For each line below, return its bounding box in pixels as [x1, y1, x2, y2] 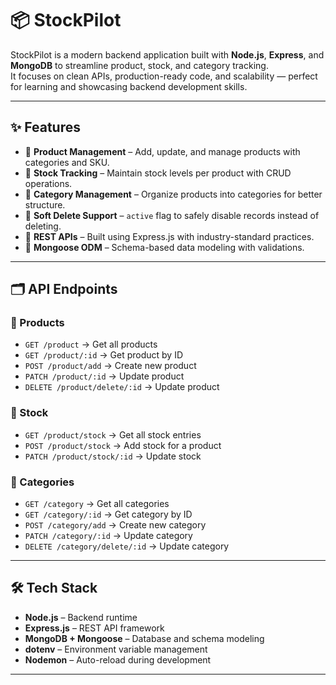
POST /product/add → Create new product [24, 360, 197, 372]
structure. [24, 198, 66, 211]
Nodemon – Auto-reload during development [24, 653, 212, 666]
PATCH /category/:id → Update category [24, 530, 193, 542]
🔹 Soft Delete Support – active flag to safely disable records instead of [24, 209, 320, 221]
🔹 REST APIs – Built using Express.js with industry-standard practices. [24, 230, 315, 242]
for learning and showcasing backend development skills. [10, 80, 248, 92]
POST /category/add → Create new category [24, 519, 207, 531]
